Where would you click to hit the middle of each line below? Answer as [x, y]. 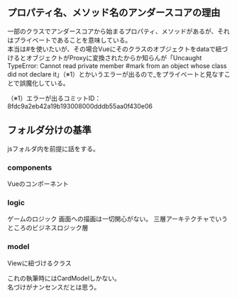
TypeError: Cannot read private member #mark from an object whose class [117, 65]
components [30, 167]
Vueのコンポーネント [38, 184]
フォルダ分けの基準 [49, 130]
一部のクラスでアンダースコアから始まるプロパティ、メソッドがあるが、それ [119, 31]
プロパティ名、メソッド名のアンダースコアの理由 [114, 13]
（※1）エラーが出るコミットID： [54, 98]
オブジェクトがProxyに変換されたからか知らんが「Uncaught [114, 57]
